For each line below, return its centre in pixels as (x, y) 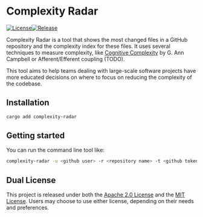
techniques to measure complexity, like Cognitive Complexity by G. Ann (95, 52)
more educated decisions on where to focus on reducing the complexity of (99, 77)
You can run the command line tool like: (55, 150)
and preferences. (28, 208)
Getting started (36, 135)
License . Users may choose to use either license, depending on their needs (100, 201)
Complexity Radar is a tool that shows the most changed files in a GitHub (97, 39)
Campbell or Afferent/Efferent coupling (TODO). (66, 59)
